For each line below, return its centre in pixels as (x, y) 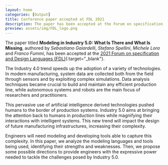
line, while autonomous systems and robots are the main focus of (73, 90)
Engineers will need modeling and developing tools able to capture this (78, 136)
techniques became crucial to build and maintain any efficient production (81, 85)
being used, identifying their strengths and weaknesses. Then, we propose (83, 146)
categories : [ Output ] (28, 15)
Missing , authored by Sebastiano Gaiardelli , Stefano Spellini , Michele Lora (82, 48)
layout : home (19, 10)
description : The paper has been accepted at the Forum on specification (84, 24)
